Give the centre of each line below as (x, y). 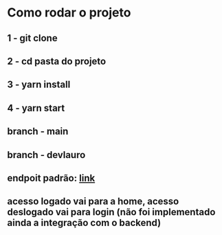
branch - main (38, 132)
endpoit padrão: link (51, 178)
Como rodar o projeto (69, 13)
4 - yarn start (36, 108)
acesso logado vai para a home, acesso (93, 202)
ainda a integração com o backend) (84, 223)
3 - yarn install (39, 85)
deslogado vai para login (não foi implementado (111, 212)
